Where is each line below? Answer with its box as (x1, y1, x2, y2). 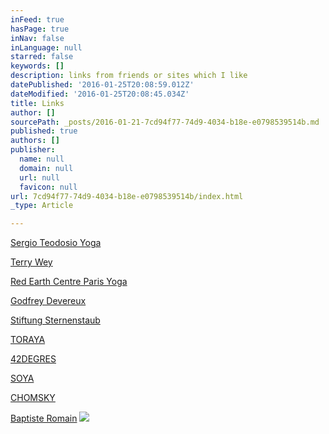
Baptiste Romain (10, 412, 78, 425)
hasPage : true (10, 24, 70, 34)
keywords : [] (10, 61, 65, 71)
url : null (19, 172, 60, 183)
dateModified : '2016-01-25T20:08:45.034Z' (10, 89, 190, 99)
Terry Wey (10, 256, 53, 268)
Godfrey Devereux (10, 295, 87, 307)
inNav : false (10, 33, 65, 43)
